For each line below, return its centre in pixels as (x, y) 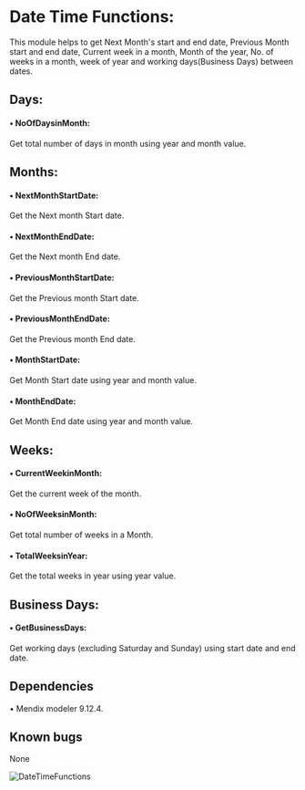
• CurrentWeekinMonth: (56, 473)
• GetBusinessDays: (48, 628)
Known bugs (46, 737)
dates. (21, 71)
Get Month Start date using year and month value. (103, 379)
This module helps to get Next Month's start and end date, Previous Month (149, 42)
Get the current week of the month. (76, 494)
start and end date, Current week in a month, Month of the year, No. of (142, 51)
